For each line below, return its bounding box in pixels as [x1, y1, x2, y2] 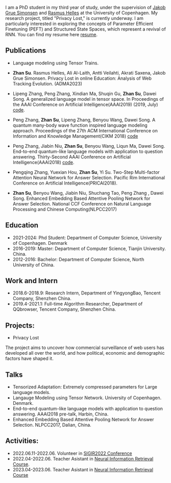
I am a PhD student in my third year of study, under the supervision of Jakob [5, 5, 166, 10]
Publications [5, 46, 46, 55]
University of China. [12, 262, 55, 268]
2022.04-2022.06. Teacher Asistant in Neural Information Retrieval [12, 455, 154, 462]
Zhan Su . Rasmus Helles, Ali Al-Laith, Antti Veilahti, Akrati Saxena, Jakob [12, 70, 166, 76]
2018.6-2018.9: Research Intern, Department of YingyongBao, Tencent [12, 290, 161, 296]
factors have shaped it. [5, 355, 54, 362]
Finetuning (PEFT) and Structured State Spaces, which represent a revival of [5, 26, 166, 32]
